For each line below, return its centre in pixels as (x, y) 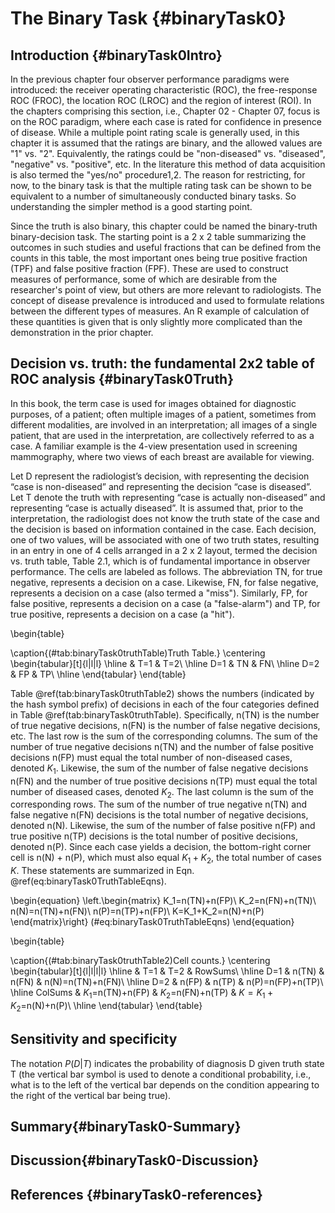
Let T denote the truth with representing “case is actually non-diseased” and (168, 497)
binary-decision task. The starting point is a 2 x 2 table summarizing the (158, 236)
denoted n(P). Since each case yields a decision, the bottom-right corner (161, 847)
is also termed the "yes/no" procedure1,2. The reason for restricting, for (158, 175)
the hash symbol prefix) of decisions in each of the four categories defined (165, 704)
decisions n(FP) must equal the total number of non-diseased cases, (151, 757)
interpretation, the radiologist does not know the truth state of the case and (165, 518)
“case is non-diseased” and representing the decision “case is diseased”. (161, 486)
